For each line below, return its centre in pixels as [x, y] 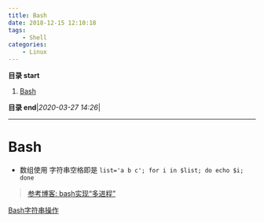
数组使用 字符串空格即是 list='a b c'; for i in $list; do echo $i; [132, 169]
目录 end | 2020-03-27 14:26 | [54, 107]
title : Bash [27, 15]
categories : [27, 45]
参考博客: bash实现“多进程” [71, 193]
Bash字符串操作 [33, 210]
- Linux [35, 52]
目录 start [24, 75]
